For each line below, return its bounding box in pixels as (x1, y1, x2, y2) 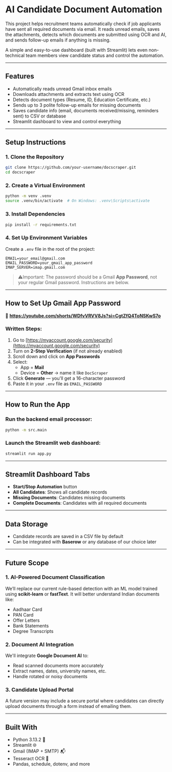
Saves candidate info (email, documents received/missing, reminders (12, 107, 159, 113)
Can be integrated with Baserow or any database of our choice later (12, 539, 157, 545)
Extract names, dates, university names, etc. (12, 668, 106, 674)
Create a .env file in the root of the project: (5, 246, 95, 252)
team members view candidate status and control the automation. (25, 52, 164, 58)
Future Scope (5, 558, 49, 567)
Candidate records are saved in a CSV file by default (12, 533, 124, 540)
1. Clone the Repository (5, 153, 64, 161)
